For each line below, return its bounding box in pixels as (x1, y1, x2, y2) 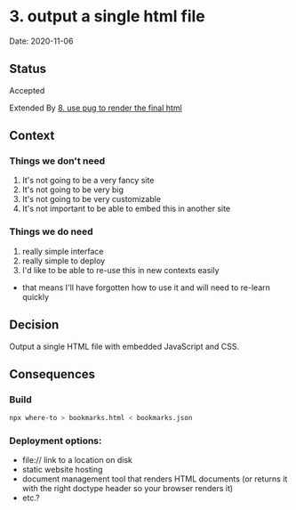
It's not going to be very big (21, 184, 124, 195)
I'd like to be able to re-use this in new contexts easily (21, 264, 220, 275)
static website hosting (21, 465, 103, 475)
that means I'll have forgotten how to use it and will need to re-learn (21, 282, 271, 293)
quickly (21, 291, 50, 302)
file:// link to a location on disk (21, 455, 133, 465)
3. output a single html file (9, 6, 206, 27)
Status (9, 61, 47, 77)
